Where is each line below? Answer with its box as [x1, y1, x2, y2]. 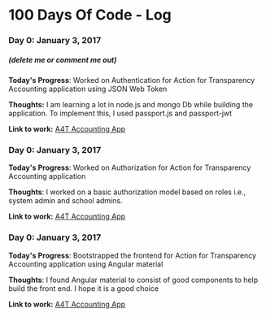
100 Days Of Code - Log [8, 6, 172, 24]
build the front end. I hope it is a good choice [8, 283, 159, 293]
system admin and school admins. [8, 196, 123, 206]
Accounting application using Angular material [8, 258, 164, 269]
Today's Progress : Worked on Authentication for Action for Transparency [8, 76, 255, 85]
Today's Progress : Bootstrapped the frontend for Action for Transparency [8, 250, 257, 260]
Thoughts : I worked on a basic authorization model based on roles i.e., [8, 187, 246, 197]
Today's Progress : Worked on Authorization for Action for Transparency [8, 163, 251, 172]
